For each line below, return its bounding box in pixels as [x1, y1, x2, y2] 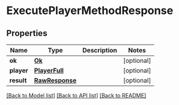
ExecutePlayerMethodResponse [6, 4, 174, 18]
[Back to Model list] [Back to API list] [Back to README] [6, 92, 147, 99]
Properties [6, 28, 48, 38]
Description [82, 46, 117, 54]
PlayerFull [34, 67, 64, 74]
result [9, 76, 27, 84]
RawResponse [34, 76, 77, 84]
